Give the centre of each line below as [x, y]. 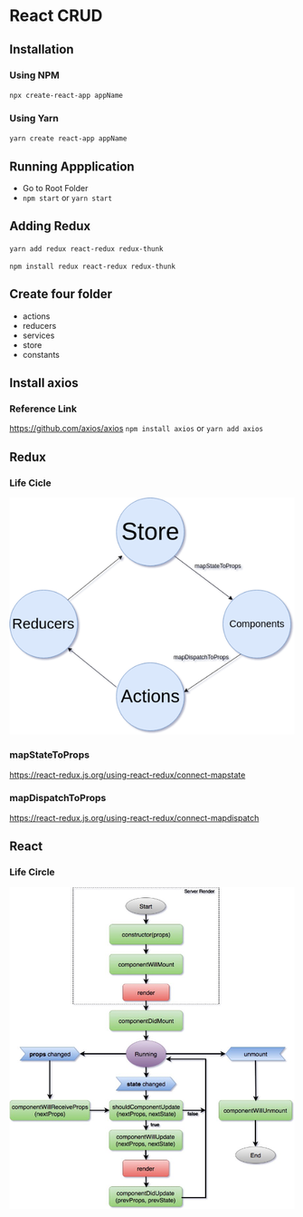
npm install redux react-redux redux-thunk [93, 266]
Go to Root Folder [55, 188]
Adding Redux [50, 226]
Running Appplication [72, 166]
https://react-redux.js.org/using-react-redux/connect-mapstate [128, 775]
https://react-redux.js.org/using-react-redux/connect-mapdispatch [134, 817]
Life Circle [33, 873]
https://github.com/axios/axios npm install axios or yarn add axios [137, 429]
